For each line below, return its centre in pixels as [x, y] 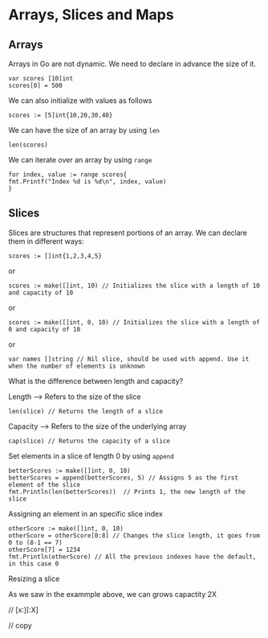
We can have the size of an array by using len [84, 130]
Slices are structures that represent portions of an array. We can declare [128, 233]
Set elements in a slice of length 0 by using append [91, 455]
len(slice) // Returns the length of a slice [85, 411]
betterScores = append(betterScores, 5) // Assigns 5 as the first [124, 477]
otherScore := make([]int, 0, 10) [66, 529]
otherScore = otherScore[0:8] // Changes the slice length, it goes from [134, 535]
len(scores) [28, 145]
